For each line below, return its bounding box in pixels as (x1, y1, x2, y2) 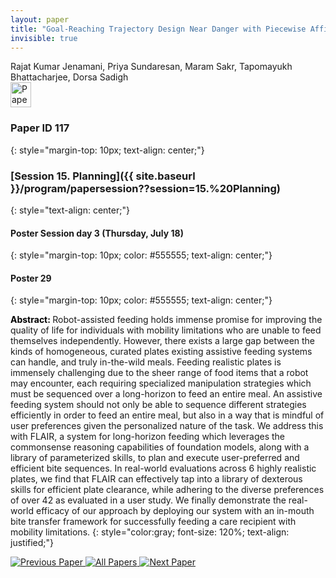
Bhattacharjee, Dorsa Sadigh (10, 71, 129, 83)
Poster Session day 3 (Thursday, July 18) (10, 227, 184, 239)
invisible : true (10, 33, 78, 43)
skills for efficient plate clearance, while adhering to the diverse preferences (10, 484, 325, 496)
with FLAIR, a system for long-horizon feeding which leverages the (10, 431, 285, 443)
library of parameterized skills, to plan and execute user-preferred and (10, 452, 300, 464)
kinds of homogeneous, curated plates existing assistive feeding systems (10, 346, 313, 358)
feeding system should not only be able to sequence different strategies (10, 399, 307, 411)
